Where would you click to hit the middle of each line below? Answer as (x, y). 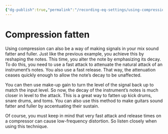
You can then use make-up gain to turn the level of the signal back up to (79, 84)
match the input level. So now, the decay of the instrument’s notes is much (82, 90)
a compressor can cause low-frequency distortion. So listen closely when (81, 121)
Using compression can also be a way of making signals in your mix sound (82, 48)
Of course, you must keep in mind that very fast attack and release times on (83, 115)
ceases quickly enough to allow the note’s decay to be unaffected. (73, 75)
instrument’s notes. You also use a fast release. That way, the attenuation (80, 69)
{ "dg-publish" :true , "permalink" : (40, 10)
